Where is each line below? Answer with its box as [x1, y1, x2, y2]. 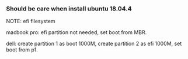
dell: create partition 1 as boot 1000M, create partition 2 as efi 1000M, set [6, 40, 182, 47]
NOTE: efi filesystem [6, 18, 55, 25]
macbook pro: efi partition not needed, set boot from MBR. [6, 29, 147, 36]
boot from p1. [6, 46, 38, 53]
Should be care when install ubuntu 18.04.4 [6, 5, 133, 13]
